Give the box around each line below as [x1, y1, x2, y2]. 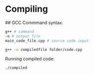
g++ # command [5, 29, 34, 34]
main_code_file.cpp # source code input [5, 38, 90, 43]
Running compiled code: [5, 56, 55, 62]
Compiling [5, 3, 48, 15]
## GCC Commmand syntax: [5, 20, 63, 25]
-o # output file [5, 33, 41, 39]
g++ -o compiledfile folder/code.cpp [5, 47, 83, 52]
